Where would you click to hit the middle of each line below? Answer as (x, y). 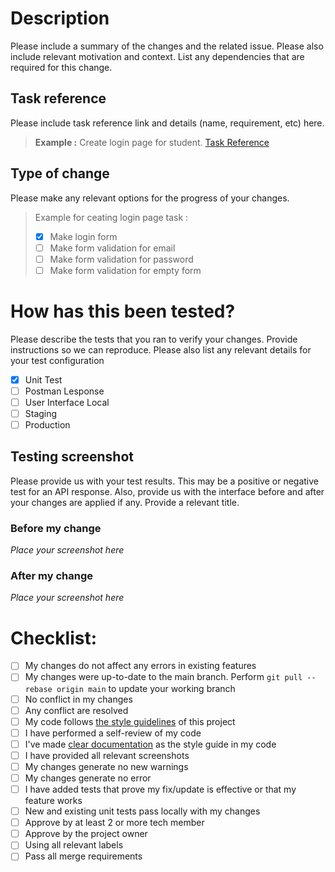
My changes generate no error (88, 778)
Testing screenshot (72, 457)
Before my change (56, 528)
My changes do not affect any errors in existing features (140, 666)
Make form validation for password (121, 259)
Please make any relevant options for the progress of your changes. (150, 198)
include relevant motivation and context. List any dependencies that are (157, 56)
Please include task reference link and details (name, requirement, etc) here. (167, 123)
